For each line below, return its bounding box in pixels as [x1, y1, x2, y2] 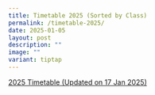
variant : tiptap [8, 56, 62, 64]
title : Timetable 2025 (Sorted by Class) [8, 11, 148, 20]
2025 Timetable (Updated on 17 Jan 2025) [8, 77, 147, 87]
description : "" [8, 41, 62, 49]
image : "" [8, 48, 41, 56]
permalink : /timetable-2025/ [8, 19, 105, 27]
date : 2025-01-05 [8, 26, 66, 34]
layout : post [8, 33, 52, 42]
